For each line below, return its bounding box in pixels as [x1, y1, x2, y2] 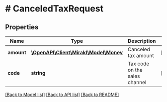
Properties [5, 23, 39, 31]
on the [127, 67, 143, 73]
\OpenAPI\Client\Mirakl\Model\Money [31, 49, 123, 56]
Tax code [127, 60, 150, 67]
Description [127, 38, 156, 44]
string [31, 70, 46, 76]
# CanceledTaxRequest [5, 3, 103, 14]
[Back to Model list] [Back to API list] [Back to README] [5, 92, 119, 98]
